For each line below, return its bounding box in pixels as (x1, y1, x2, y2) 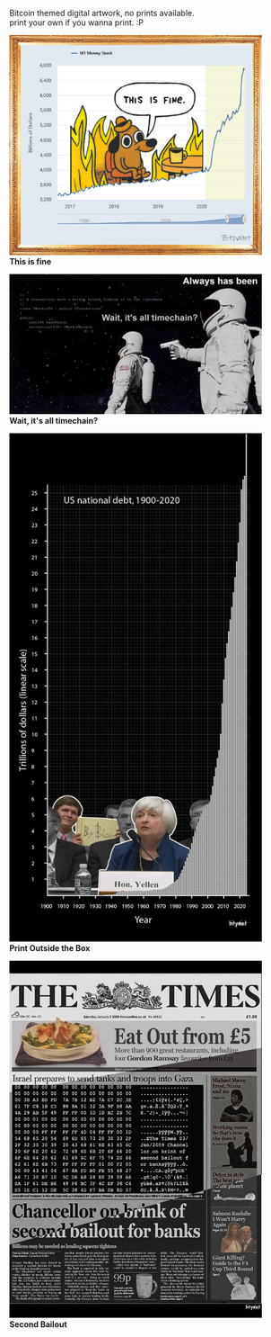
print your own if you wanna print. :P (9, 17, 144, 28)
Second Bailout (9, 1319, 67, 1330)
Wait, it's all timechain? (9, 416, 99, 426)
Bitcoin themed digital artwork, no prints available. (9, 8, 195, 18)
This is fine (9, 256, 52, 266)
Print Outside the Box (9, 942, 91, 953)
